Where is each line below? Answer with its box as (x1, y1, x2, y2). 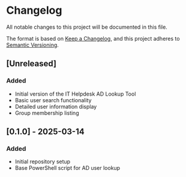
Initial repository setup (14, 158, 71, 165)
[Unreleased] (6, 59, 57, 69)
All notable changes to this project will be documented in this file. (6, 23, 168, 30)
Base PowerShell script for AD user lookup (14, 164, 121, 172)
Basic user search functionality (14, 96, 92, 103)
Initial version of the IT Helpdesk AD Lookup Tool (14, 90, 136, 97)
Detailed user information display (14, 103, 97, 110)
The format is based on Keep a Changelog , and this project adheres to (6, 35, 180, 42)
